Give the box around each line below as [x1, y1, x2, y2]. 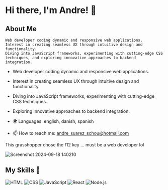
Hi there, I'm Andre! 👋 [5, 5, 97, 16]
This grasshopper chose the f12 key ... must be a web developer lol [5, 142, 144, 147]
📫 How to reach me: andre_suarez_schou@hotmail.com [12, 130, 129, 136]
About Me [5, 25, 37, 33]
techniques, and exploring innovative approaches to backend [5, 55, 136, 60]
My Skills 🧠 [5, 166, 40, 174]
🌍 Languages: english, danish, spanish [12, 118, 94, 124]
